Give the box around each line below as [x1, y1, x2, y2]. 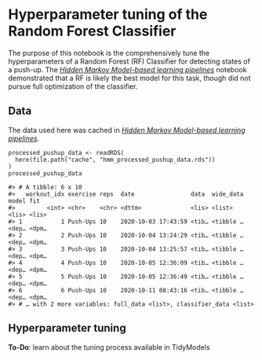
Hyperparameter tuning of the [8, 6, 208, 24]
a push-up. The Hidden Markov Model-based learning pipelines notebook [8, 64, 247, 74]
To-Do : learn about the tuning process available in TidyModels [8, 342, 210, 351]
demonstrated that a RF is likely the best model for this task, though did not [8, 73, 251, 83]
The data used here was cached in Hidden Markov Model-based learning [8, 125, 246, 134]
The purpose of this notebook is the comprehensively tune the [8, 48, 210, 57]
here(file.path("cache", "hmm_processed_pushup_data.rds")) [15, 156, 216, 163]
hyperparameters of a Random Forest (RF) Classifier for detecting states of [8, 57, 251, 66]
